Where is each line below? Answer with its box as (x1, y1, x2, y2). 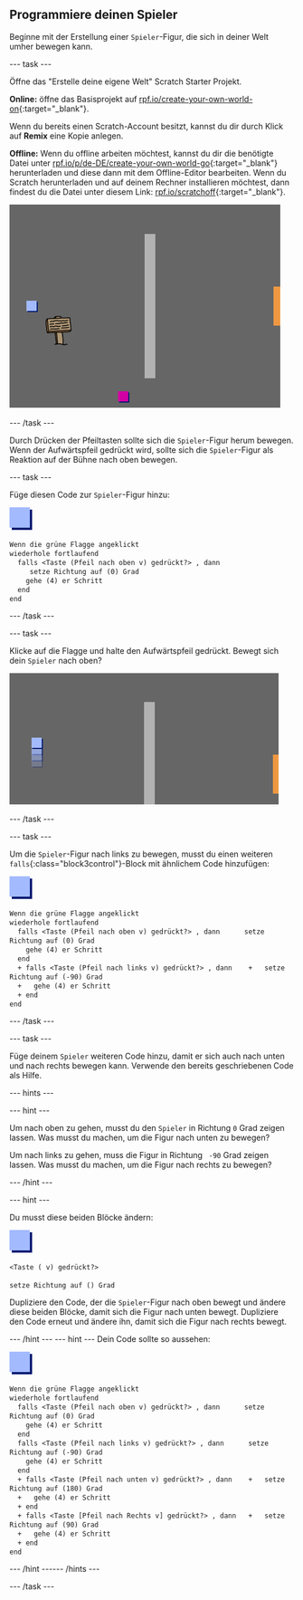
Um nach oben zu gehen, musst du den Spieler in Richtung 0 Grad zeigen (9, 1122, 285, 1133)
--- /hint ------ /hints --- (9, 1563, 100, 1574)
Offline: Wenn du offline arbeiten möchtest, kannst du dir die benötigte (9, 148, 274, 158)
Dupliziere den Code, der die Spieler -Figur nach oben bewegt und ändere (9, 1297, 287, 1308)
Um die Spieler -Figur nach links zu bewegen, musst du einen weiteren (9, 848, 273, 859)
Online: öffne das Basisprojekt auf (9, 93, 137, 104)
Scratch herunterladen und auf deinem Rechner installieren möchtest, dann (9, 177, 290, 187)
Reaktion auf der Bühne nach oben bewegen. (9, 454, 178, 465)
